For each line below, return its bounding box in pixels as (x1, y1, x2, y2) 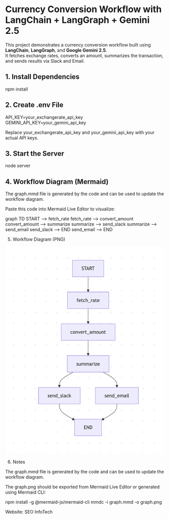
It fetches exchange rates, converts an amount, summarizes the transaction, (5, 52, 163, 59)
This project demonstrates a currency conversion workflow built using (5, 41, 151, 48)
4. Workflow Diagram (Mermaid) (5, 177, 109, 186)
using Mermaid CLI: (5, 489, 46, 495)
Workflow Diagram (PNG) (12, 236, 66, 242)
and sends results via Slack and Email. (5, 58, 85, 64)
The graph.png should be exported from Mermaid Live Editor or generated (5, 484, 160, 490)
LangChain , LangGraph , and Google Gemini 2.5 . (5, 47, 107, 53)
